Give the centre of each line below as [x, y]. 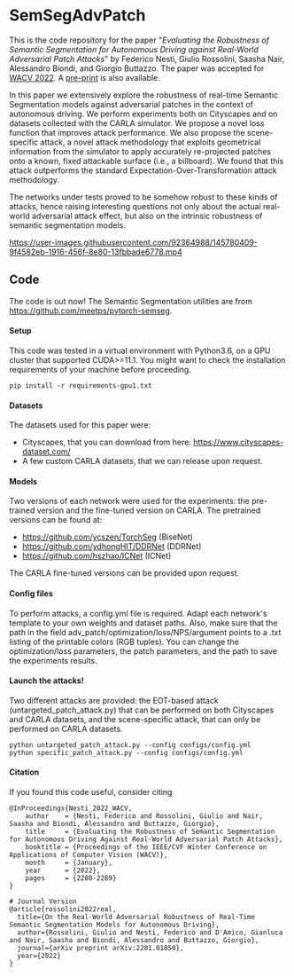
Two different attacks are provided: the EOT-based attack [114, 700]
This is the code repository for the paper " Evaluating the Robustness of [139, 40]
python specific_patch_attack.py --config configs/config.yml [126, 752]
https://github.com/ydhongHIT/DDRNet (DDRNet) [112, 547]
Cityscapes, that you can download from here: [107, 442]
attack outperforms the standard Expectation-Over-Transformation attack [143, 170]
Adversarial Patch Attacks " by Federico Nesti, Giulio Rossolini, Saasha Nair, [147, 59]
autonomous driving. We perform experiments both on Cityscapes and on [143, 114]
